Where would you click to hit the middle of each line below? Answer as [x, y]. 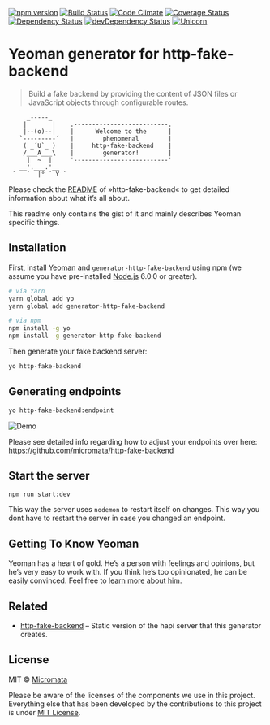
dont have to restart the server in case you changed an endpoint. [117, 518]
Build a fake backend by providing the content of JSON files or [133, 93]
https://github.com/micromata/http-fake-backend [91, 450]
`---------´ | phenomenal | [96, 138]
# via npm [25, 321]
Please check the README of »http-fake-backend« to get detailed [119, 189]
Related [28, 606]
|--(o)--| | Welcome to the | [98, 131]
